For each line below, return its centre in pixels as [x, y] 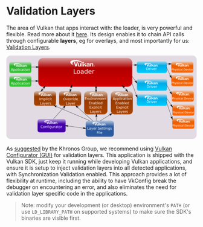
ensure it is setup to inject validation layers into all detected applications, [97, 168]
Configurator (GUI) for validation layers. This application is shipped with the [100, 155]
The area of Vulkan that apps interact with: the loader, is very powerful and [99, 28]
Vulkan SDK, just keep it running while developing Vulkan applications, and [99, 162]
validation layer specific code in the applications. [67, 194]
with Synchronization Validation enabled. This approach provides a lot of [97, 174]
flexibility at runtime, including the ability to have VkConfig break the [91, 181]
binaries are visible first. [51, 218]
